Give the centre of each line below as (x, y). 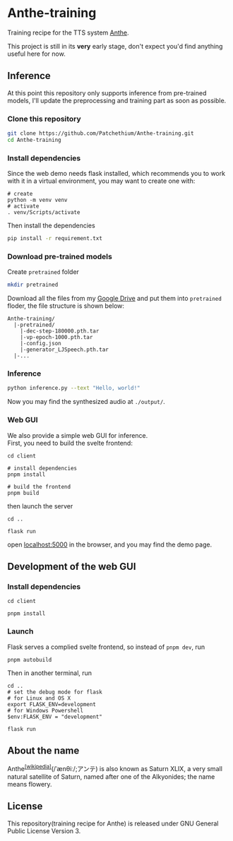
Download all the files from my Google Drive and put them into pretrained (115, 299)
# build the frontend (39, 487)
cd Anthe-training (34, 140)
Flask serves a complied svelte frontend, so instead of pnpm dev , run (106, 647)
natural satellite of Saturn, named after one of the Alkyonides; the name (111, 777)
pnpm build (23, 493)
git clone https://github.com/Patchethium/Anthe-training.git (101, 133)
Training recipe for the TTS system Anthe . (68, 32)
